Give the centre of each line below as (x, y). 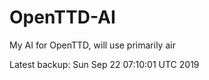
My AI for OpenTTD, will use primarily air (92, 45)
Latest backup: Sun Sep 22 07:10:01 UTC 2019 (104, 64)
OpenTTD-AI (62, 17)
